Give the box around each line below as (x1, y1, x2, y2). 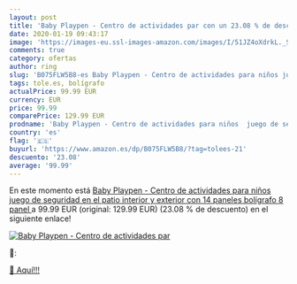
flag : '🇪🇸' (9, 136, 53, 145)
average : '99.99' (9, 161, 73, 170)
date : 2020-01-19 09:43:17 (9, 29, 109, 38)
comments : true (9, 46, 65, 55)
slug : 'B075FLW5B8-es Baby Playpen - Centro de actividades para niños (9, 71, 278, 80)
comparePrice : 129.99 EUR (9, 111, 104, 120)
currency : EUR (9, 95, 62, 104)
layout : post (9, 12, 57, 22)
